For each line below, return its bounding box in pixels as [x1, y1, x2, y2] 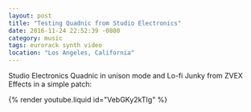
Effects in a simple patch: [8, 79, 93, 89]
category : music [8, 34, 63, 42]
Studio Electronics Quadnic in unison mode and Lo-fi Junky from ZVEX [8, 71, 244, 80]
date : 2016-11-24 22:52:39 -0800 [8, 26, 121, 34]
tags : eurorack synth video [8, 42, 103, 50]
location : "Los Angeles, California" [8, 49, 135, 57]
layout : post [8, 11, 52, 20]
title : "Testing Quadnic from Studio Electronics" [8, 19, 182, 27]
